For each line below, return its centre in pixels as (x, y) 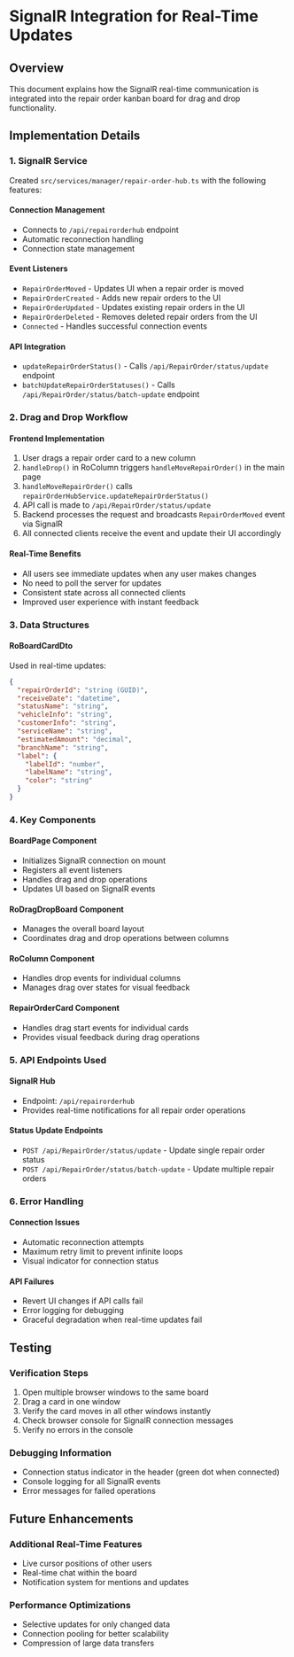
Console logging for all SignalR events (91, 1482)
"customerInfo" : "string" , (67, 723)
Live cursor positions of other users (87, 1563)
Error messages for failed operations (89, 1491)
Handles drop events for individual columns (101, 978)
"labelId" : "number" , (65, 764)
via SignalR (43, 524)
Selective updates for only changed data (96, 1624)
